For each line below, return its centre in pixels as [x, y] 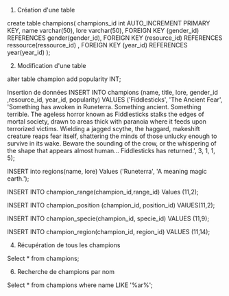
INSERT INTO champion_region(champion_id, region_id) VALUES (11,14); [109, 232]
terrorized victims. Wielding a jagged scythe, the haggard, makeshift [104, 129]
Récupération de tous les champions [69, 245]
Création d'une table [46, 10]
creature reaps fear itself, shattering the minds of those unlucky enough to [112, 136]
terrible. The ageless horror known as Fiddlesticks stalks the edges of [106, 114]
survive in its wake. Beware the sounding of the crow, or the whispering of [112, 143]
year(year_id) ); [29, 52]
